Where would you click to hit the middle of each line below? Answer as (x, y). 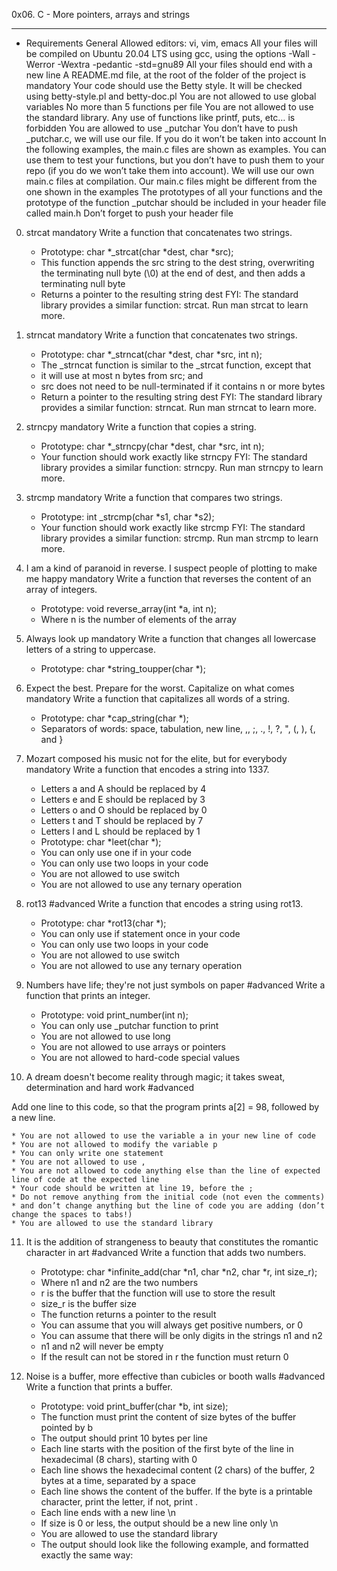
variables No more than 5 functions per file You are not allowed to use (169, 107)
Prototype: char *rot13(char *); (103, 923)
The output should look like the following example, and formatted (174, 1544)
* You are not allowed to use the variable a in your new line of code (163, 1136)
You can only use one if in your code (116, 852)
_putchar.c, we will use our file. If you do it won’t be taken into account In (176, 138)
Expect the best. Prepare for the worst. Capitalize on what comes (160, 688)
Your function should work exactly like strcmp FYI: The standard (173, 527)
